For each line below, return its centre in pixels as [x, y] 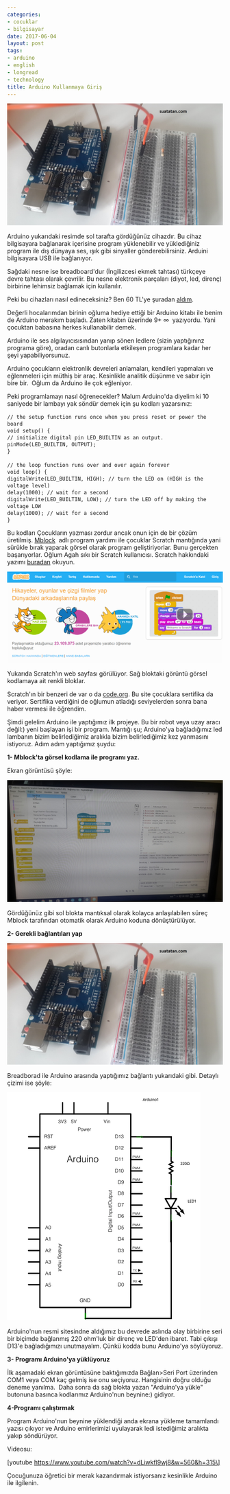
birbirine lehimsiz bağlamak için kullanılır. [65, 286]
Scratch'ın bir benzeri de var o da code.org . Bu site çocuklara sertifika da [110, 694]
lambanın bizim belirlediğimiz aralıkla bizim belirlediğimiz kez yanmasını [108, 737]
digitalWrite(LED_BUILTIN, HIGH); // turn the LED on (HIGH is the [105, 479]
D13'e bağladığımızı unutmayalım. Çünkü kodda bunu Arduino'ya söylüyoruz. [115, 1346]
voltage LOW [24, 506]
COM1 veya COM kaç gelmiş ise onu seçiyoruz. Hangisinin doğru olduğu [109, 1380]
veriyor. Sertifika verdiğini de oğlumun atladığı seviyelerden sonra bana [107, 701]
